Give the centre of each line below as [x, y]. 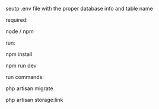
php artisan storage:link [34, 100]
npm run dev [21, 65]
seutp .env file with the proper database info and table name [79, 9]
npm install [19, 54]
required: [17, 20]
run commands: [25, 77]
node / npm [20, 31]
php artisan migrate [30, 88]
